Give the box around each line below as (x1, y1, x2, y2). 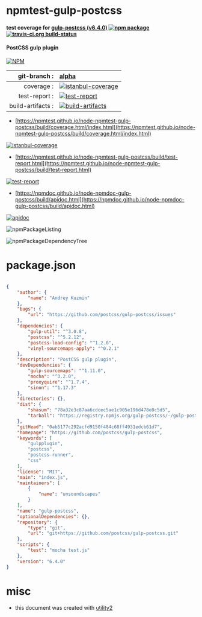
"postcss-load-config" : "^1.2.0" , (28, 340, 114, 346)
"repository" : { (17, 519, 58, 525)
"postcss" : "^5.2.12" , (28, 334, 85, 340)
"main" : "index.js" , (17, 474, 69, 480)
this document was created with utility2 (14, 604, 113, 612)
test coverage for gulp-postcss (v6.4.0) (6, 24, 108, 31)
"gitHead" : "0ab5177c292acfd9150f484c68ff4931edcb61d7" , (17, 423, 163, 430)
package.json (6, 259, 76, 272)
